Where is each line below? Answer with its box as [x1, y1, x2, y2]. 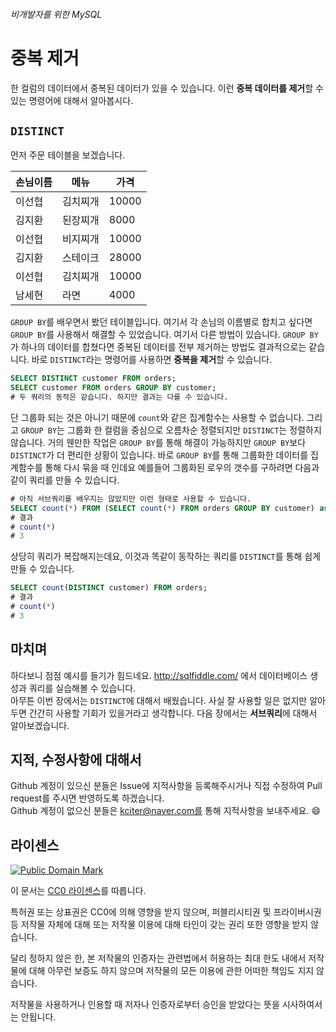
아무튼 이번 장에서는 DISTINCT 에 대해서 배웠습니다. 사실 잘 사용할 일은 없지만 [10, 694, 308, 706]
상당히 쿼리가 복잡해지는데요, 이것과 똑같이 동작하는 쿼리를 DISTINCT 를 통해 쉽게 [10, 550, 322, 563]
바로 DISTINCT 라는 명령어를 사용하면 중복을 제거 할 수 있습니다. [31, 354, 273, 366]
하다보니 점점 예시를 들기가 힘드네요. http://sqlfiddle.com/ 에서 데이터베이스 [10, 669, 308, 681]
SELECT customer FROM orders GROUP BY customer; [10, 383, 217, 393]
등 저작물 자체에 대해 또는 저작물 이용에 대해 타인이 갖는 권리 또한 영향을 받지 [10, 919, 309, 931]
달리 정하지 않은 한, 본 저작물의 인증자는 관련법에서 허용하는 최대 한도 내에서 [10, 952, 307, 964]
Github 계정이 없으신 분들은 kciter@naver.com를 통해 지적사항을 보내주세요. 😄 [10, 805, 321, 817]
